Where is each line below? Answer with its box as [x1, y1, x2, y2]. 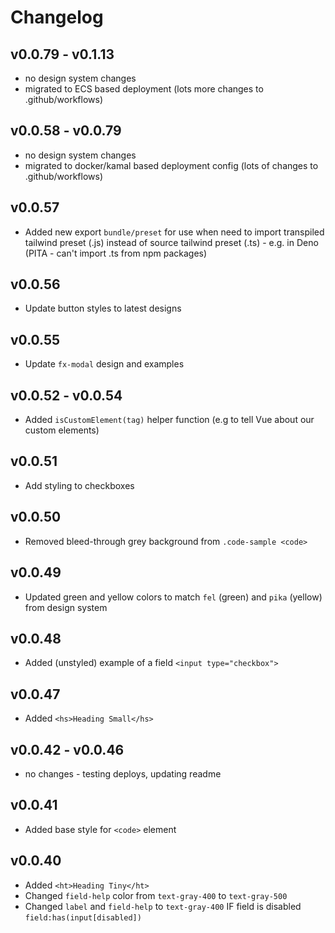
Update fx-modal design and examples [24, 358, 185, 370]
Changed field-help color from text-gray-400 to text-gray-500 [24, 889, 288, 901]
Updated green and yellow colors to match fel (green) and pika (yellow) [24, 591, 323, 603]
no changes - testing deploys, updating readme [24, 767, 222, 780]
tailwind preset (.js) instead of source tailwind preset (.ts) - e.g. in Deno [24, 236, 319, 248]
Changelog [10, 6, 104, 29]
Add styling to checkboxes [24, 479, 135, 491]
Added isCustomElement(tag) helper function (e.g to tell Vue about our [24, 414, 315, 426]
